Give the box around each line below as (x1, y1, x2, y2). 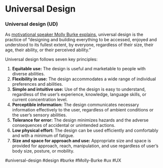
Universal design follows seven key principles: (5, 57, 98, 62)
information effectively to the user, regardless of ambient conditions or (12, 107, 154, 113)
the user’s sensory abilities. (12, 112, 67, 118)
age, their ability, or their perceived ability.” (5, 47, 91, 53)
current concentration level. (12, 97, 68, 103)
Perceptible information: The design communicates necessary (12, 102, 140, 107)
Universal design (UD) (5, 21, 58, 28)
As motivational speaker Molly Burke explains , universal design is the (5, 31, 144, 37)
